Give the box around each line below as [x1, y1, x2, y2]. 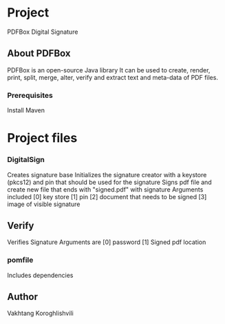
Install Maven [7, 106, 45, 114]
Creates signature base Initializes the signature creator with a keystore [7, 170, 207, 179]
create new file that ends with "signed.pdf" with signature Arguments [7, 185, 204, 194]
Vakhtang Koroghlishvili [7, 309, 74, 318]
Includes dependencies [7, 271, 74, 279]
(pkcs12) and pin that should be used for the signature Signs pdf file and [7, 178, 212, 186]
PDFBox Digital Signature [7, 28, 78, 36]
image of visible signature [7, 200, 81, 208]
